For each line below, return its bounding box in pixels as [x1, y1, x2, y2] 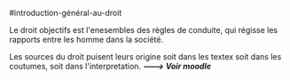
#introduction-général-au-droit [9, 8, 122, 18]
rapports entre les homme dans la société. [9, 35, 164, 44]
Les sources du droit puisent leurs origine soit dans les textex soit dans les [9, 52, 282, 61]
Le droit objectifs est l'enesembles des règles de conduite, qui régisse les [9, 25, 278, 35]
